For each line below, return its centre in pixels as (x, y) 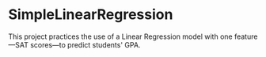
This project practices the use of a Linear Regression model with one (120, 36)
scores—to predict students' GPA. (85, 44)
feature (246, 36)
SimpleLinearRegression (91, 15)
